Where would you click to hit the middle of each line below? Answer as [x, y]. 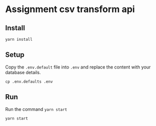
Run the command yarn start [36, 109]
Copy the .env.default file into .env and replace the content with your [78, 67]
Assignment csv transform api [70, 9]
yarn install [19, 39]
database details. [23, 72]
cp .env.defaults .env [29, 82]
